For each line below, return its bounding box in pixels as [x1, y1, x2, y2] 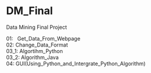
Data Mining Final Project [6, 24, 67, 31]
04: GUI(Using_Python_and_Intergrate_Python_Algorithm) [6, 60, 146, 67]
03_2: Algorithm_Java [6, 54, 59, 61]
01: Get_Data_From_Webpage [6, 35, 81, 42]
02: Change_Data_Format [6, 41, 68, 48]
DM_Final [6, 4, 53, 18]
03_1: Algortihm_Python [6, 47, 63, 54]
